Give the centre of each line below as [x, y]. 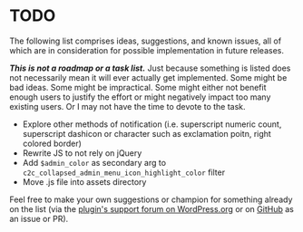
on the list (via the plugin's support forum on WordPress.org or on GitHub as [152, 208]
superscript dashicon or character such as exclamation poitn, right [147, 133]
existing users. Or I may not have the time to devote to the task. [128, 106]
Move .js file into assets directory [84, 181]
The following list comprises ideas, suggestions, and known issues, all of [146, 41]
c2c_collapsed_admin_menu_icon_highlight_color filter [123, 172]
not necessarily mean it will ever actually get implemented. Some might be [148, 77]
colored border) [52, 143]
